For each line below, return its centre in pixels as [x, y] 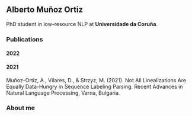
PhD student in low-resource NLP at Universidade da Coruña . [82, 24]
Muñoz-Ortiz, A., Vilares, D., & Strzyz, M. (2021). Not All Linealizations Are [96, 80]
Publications [25, 39]
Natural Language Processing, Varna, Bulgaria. [63, 93]
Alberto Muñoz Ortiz [45, 10]
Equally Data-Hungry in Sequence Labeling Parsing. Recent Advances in [95, 86]
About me [21, 108]
